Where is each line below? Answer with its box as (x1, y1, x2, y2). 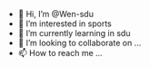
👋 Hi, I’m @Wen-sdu (17, 9, 94, 19)
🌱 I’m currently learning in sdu (17, 28, 131, 38)
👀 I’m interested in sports (17, 18, 112, 29)
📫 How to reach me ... (17, 48, 103, 58)
